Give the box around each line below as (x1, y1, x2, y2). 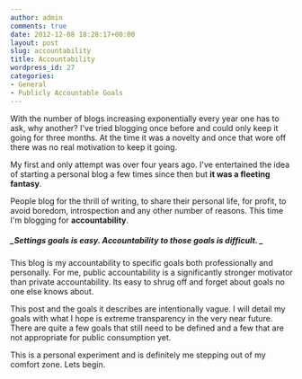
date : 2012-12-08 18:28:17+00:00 (10, 30, 136, 39)
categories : (10, 72, 55, 81)
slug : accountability (10, 47, 92, 56)
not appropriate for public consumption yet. (10, 332, 172, 343)
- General (10, 80, 48, 89)
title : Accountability (10, 55, 95, 64)
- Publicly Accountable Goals (10, 88, 124, 97)
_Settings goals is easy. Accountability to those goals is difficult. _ (10, 235, 264, 246)
